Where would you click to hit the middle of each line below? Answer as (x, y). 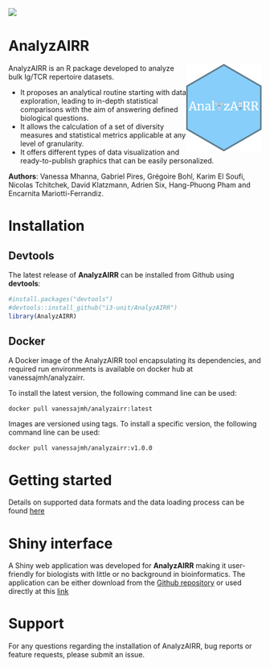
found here (27, 511)
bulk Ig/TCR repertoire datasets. (61, 76)
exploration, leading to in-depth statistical (89, 101)
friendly (21, 574)
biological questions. (54, 117)
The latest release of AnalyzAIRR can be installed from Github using (121, 274)
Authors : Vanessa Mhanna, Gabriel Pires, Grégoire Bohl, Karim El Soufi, (127, 176)
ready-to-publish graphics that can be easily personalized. (117, 160)
